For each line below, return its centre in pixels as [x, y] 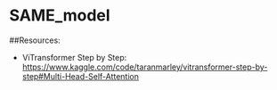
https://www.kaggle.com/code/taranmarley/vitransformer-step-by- [145, 67]
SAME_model [60, 16]
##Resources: [35, 40]
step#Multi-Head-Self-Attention [81, 76]
